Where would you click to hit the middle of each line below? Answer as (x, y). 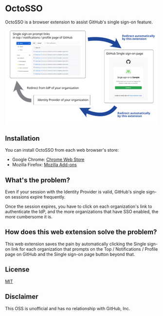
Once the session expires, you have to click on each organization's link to (79, 207)
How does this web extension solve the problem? (81, 232)
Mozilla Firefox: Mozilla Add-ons (44, 165)
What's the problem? (38, 180)
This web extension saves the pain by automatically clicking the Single (76, 244)
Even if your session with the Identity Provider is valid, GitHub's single (75, 192)
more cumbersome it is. (29, 217)
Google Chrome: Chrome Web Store (48, 159)
